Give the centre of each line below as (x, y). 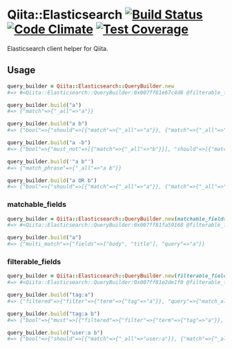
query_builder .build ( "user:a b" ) (55, 332)
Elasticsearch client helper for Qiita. (58, 48)
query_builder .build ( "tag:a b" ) (54, 314)
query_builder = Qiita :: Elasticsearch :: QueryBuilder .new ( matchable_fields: (118, 219)
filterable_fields (34, 261)
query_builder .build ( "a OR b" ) (52, 180)
